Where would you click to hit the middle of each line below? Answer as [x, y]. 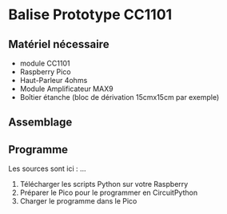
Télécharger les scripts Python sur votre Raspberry [104, 184]
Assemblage [40, 123]
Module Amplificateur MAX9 [66, 89]
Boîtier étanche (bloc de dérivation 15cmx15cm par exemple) [119, 97]
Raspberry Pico [45, 72]
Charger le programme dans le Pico [78, 201]
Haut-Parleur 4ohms [54, 80]
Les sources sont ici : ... [47, 168]
